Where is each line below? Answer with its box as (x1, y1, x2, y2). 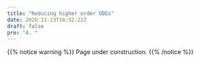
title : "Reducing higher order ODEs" (7, 10, 115, 17)
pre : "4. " (7, 29, 38, 36)
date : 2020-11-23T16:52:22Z (7, 16, 87, 23)
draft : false (7, 23, 44, 29)
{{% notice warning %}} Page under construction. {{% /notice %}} (7, 48, 195, 56)
